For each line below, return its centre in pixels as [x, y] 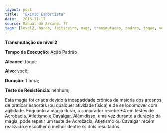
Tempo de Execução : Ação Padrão [41, 52]
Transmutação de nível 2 [31, 42]
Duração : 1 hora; [22, 81]
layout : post [19, 10]
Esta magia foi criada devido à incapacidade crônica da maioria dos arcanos [83, 100]
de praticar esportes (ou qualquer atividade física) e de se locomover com [81, 105]
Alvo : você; [17, 71]
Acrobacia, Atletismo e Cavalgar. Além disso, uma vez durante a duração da [83, 116]
